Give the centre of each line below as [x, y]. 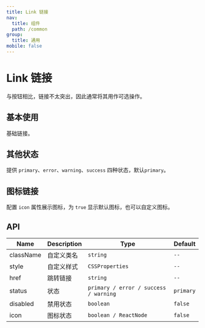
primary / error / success [127, 288]
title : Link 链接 [27, 12]
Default [185, 244]
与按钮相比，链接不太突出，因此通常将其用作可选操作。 [76, 96]
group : [15, 35]
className [25, 255]
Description [65, 244]
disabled [22, 304]
